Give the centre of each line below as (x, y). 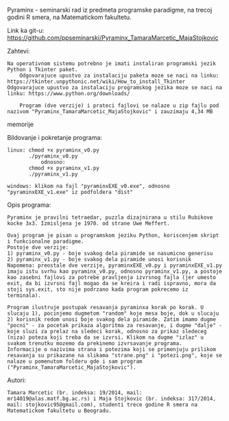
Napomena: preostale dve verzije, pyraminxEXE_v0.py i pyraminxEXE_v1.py (115, 265)
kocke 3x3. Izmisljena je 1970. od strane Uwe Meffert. (88, 224)
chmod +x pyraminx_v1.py (64, 168)
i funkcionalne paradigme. (46, 241)
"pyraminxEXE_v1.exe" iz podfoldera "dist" (70, 192)
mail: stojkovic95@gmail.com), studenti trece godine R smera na (102, 405)
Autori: (16, 380)
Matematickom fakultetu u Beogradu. (59, 411)
